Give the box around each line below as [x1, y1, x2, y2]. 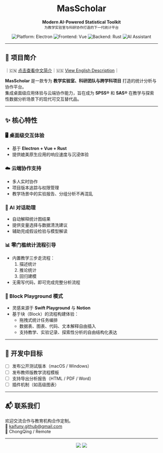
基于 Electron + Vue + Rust [12, 146, 67, 151]
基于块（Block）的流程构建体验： [12, 311, 79, 317]
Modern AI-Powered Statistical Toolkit [42, 19, 121, 25]
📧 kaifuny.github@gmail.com [5, 423, 63, 429]
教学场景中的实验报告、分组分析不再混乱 [12, 190, 93, 196]
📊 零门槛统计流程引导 [5, 242, 56, 248]
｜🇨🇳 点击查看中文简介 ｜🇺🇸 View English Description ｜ [5, 67, 119, 73]
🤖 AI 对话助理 [5, 204, 36, 211]
